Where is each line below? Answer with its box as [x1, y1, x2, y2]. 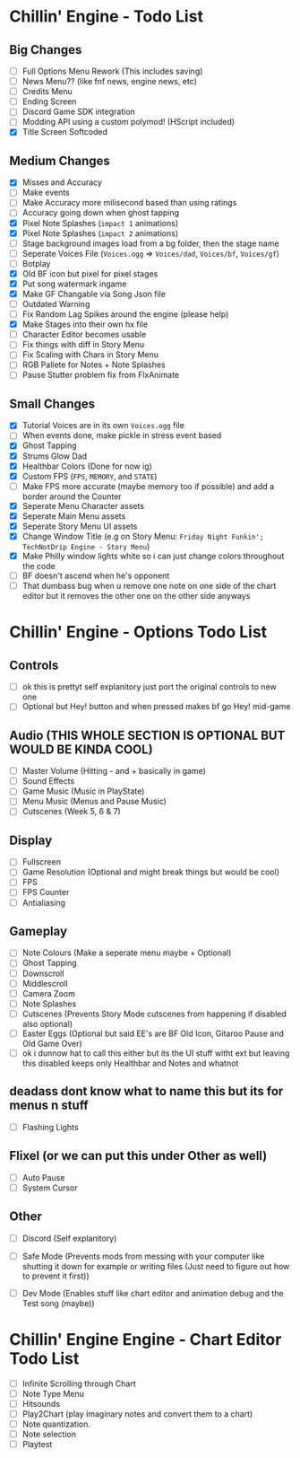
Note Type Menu [21, 1388, 85, 1399]
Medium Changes [9, 153, 110, 168]
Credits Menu [21, 86, 73, 97]
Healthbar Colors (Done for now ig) [21, 461, 152, 471]
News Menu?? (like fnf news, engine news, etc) [21, 76, 197, 87]
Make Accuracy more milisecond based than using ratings [21, 198, 237, 208]
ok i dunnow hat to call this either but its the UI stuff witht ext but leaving [21, 1048, 290, 1058]
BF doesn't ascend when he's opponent [21, 570, 170, 581]
